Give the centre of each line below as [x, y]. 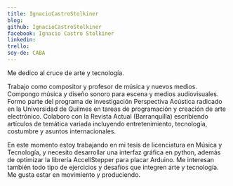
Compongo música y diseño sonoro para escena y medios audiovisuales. [113, 94]
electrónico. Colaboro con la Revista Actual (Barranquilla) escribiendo [108, 116]
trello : [19, 46]
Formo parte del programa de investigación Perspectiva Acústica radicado [115, 101]
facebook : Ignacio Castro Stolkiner [61, 33]
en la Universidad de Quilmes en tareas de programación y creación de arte [117, 109]
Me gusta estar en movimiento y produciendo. [74, 174]
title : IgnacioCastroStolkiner [53, 14]
